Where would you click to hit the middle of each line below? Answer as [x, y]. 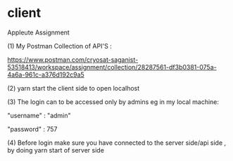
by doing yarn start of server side [56, 150]
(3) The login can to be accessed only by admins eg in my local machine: [113, 102]
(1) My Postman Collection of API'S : [60, 46]
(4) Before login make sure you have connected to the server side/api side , [117, 143]
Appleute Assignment [39, 32]
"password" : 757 [32, 129]
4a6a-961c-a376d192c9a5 [46, 75]
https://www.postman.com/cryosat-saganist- [73, 59]
